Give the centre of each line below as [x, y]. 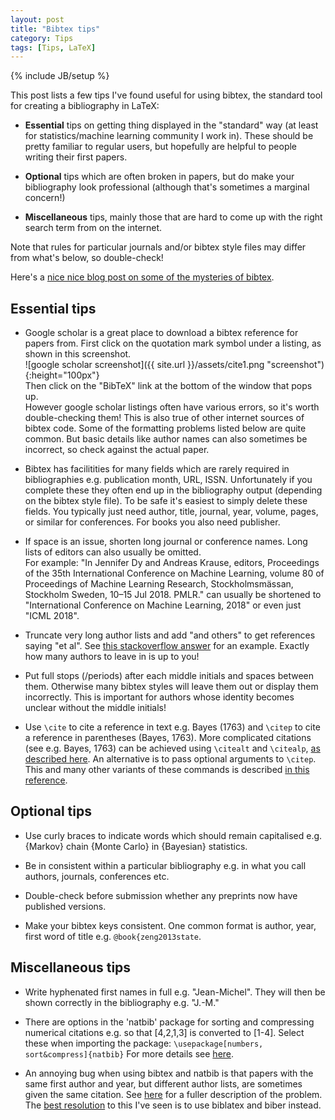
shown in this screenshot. [78, 354]
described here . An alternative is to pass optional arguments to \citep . [170, 759]
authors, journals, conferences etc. [97, 876]
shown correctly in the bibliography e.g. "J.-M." [122, 1002]
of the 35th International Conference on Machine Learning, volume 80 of [174, 573]
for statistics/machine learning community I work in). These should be [169, 136]
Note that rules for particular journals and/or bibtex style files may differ [158, 247]
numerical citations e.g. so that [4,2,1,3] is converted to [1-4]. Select [164, 1032]
